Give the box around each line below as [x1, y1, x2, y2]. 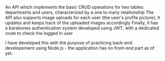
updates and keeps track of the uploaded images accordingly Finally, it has [5, 20, 159, 26]
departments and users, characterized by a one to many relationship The [5, 9, 154, 15]
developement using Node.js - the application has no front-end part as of [5, 45, 155, 51]
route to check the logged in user [5, 30, 73, 36]
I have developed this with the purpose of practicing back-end [5, 40, 132, 46]
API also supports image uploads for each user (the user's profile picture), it [5, 15, 160, 20]
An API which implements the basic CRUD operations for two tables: [5, 4, 145, 10]
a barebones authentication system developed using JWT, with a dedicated [5, 25, 160, 31]
